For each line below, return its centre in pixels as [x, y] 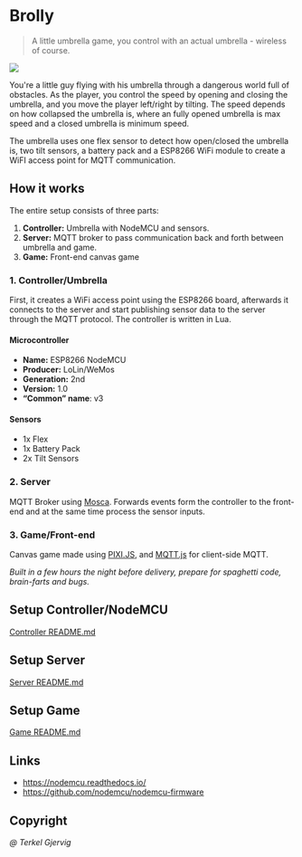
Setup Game [45, 711]
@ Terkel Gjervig [40, 843]
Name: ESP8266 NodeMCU [74, 360]
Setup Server [47, 660]
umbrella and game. [60, 247]
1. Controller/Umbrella [59, 280]
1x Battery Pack [52, 449]
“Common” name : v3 [63, 398]
